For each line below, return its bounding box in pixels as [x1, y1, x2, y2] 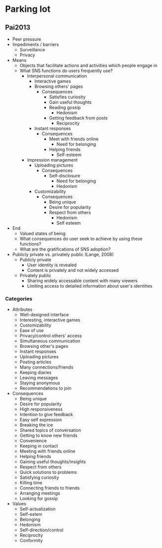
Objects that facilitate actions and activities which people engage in [19, 63, 158, 68]
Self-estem [19, 511, 42, 517]
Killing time [19, 480, 42, 486]
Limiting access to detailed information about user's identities [27, 283, 153, 289]
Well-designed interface [19, 312, 69, 318]
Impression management [27, 157, 78, 163]
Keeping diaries [19, 370, 52, 376]
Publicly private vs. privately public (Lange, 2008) [12, 252, 114, 257]
